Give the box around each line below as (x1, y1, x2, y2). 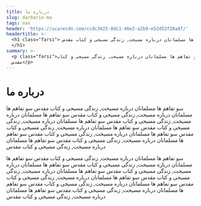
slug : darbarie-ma (6, 14, 52, 20)
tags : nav (6, 20, 31, 26)
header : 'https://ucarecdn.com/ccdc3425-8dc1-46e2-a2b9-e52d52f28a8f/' (6, 25, 188, 32)
